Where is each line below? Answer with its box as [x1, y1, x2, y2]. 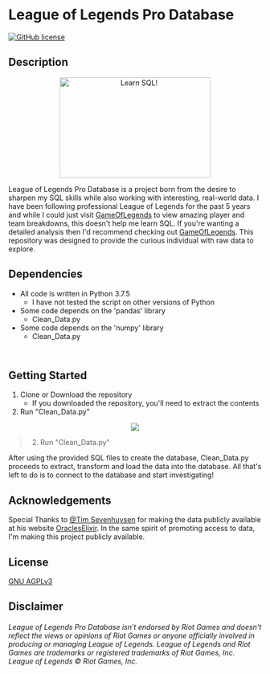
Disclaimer [8, 600, 63, 614]
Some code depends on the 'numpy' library [19, 323, 164, 333]
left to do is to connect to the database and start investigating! [8, 470, 215, 480]
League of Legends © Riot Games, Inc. [8, 656, 138, 666]
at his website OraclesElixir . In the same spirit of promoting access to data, [8, 524, 256, 533]
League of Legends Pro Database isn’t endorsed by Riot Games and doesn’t [8, 622, 262, 631]
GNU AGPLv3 [8, 577, 53, 586]
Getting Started [8, 368, 88, 382]
